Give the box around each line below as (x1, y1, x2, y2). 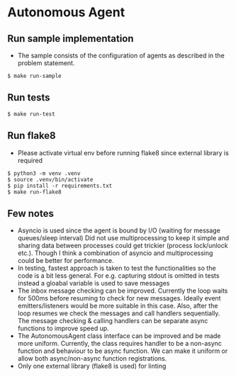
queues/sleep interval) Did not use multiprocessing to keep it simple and (17, 234, 230, 242)
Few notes (7, 208, 55, 220)
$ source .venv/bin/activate (7, 176, 94, 183)
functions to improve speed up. (17, 324, 110, 333)
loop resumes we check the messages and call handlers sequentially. (17, 309, 220, 317)
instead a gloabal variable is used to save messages (17, 279, 170, 288)
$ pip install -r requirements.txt (7, 182, 113, 189)
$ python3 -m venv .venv (7, 169, 81, 177)
